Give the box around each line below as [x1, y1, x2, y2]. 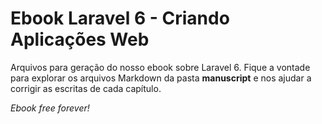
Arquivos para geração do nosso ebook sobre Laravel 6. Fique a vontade [10, 61, 311, 73]
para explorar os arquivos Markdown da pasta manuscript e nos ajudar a [10, 72, 312, 84]
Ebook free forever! [10, 102, 90, 114]
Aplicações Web [10, 28, 150, 51]
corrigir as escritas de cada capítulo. [10, 82, 162, 94]
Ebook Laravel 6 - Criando [10, 7, 230, 30]
